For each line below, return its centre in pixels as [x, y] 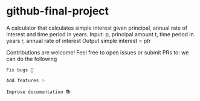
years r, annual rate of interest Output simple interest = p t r [79, 41]
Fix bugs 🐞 [20, 70]
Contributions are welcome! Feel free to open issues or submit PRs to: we [98, 52]
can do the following [32, 59]
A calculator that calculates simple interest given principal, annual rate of [97, 28]
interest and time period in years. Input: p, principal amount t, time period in [100, 34]
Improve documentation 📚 [38, 92]
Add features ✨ [26, 80]
